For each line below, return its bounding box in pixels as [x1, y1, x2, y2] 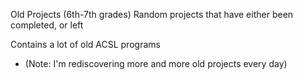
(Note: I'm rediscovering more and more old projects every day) [24, 58, 288, 69]
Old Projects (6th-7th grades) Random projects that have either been [10, 9, 294, 20]
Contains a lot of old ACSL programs [10, 39, 161, 50]
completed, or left [10, 19, 84, 31]
